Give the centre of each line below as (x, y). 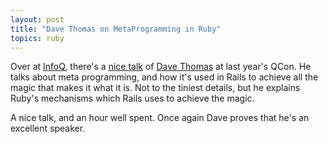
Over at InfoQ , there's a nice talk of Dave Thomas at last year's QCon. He (161, 67)
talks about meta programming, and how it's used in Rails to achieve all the (164, 77)
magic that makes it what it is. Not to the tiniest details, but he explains (155, 88)
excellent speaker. (48, 128)
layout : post (37, 19)
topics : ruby (37, 38)
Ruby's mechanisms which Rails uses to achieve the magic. (132, 98)
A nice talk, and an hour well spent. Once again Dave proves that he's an (160, 118)
